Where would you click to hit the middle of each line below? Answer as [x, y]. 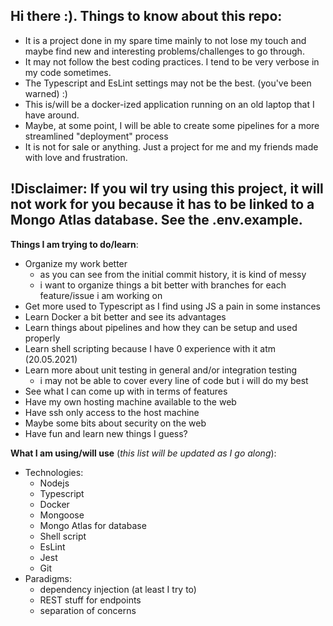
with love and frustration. [76, 157]
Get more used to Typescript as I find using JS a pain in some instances [172, 306]
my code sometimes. [68, 72]
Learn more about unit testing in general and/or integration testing [161, 370]
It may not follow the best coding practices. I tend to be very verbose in [172, 61]
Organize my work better [76, 263]
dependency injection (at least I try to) [118, 589]
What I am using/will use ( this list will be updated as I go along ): [143, 453]
